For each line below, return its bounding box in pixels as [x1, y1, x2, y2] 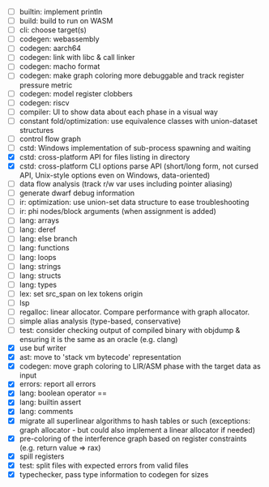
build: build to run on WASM [19, 16, 113, 26]
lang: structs [19, 271, 62, 280]
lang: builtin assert [19, 397, 82, 408]
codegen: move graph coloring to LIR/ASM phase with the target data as [19, 361, 261, 371]
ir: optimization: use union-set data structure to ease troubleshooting [19, 198, 250, 207]
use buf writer [19, 344, 66, 353]
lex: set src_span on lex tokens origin [19, 288, 143, 298]
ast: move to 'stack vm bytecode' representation [19, 352, 181, 362]
